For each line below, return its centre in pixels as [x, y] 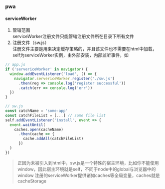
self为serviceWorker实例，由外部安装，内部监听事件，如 [70, 55]
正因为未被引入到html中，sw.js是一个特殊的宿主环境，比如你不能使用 [88, 162]
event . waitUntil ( [28, 125]
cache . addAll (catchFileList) [53, 139]
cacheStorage [32, 181]
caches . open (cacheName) [39, 129]
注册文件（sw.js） [31, 42]
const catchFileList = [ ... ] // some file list [56, 115]
